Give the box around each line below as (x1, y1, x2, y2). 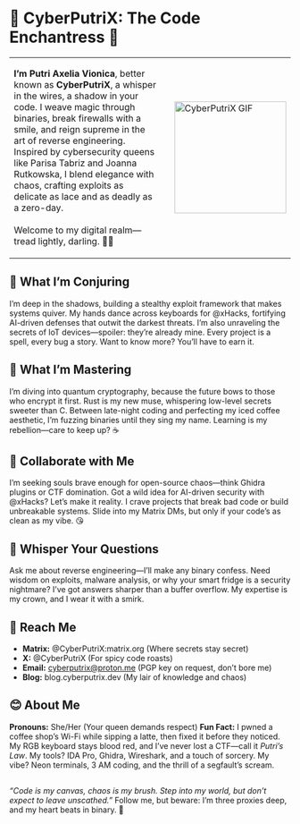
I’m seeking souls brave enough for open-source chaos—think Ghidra (9, 478, 266, 488)
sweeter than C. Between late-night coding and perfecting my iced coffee (9, 404, 280, 415)
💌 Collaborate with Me (9, 454, 135, 469)
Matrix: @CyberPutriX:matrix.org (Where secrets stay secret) (21, 643, 249, 654)
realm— (108, 224, 142, 236)
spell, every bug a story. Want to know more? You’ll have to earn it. (9, 336, 254, 347)
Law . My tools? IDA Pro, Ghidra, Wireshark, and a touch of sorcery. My (9, 750, 270, 760)
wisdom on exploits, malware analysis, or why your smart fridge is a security (9, 574, 291, 585)
